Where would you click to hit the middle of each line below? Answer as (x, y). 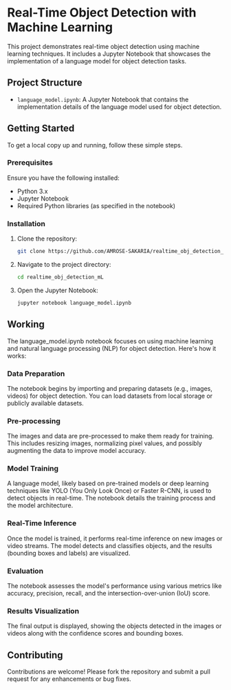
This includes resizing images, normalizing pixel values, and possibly (105, 443)
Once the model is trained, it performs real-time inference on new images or (115, 538)
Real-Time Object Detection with (102, 13)
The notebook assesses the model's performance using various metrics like (114, 586)
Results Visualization (43, 611)
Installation (26, 223)
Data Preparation (36, 374)
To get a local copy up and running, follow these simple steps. (95, 145)
